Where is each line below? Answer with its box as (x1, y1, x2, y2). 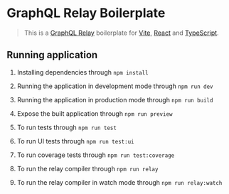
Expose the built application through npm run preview (16, 109, 173, 118)
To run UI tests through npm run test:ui (16, 136, 134, 145)
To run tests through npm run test (16, 123, 117, 131)
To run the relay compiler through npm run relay (16, 164, 159, 173)
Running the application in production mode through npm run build (16, 95, 213, 104)
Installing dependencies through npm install (16, 68, 149, 76)
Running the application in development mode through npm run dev (16, 82, 213, 90)
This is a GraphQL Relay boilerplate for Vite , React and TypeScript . (23, 28, 219, 37)
